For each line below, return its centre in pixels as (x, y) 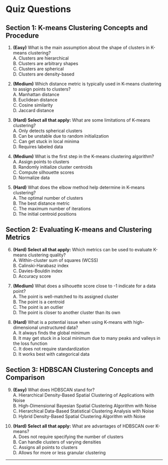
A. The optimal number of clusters (48, 198)
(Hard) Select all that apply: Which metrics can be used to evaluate (83, 249)
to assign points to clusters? (42, 89)
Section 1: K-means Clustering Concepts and (77, 28)
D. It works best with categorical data (51, 354)
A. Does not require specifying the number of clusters (68, 436)
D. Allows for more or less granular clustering (59, 452)
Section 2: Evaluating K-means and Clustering (79, 229)
